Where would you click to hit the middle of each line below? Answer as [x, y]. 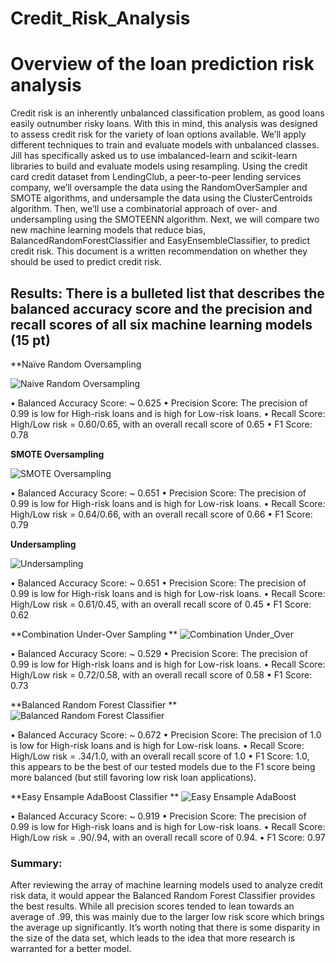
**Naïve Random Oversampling [76, 364]
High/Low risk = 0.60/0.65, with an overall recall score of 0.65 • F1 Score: [161, 424]
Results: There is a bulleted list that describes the [167, 293]
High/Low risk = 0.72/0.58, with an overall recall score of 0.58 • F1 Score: [161, 674]
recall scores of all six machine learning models [161, 324]
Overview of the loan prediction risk [162, 64]
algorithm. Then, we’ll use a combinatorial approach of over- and [144, 209]
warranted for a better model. [71, 949]
